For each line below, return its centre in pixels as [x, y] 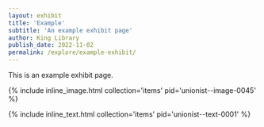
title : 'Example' [37, 23]
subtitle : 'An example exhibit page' [71, 30]
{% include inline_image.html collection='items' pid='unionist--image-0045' [132, 90]
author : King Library [44, 38]
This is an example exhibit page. [61, 75]
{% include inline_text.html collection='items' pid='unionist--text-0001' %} [130, 114]
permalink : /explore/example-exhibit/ [72, 52]
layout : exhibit [35, 15]
